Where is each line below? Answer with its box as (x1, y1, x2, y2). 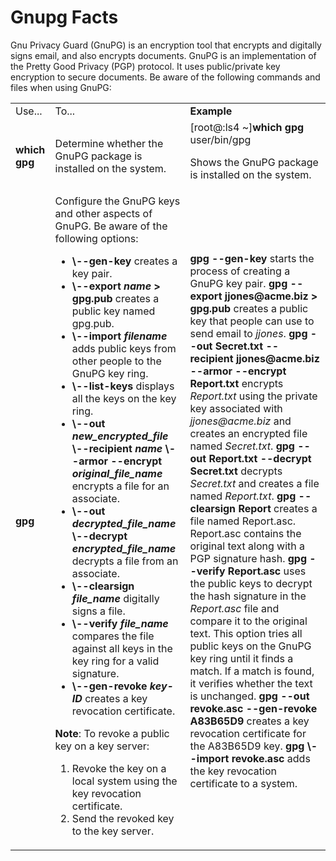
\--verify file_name (71, 616, 169, 630)
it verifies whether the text (189, 676, 313, 690)
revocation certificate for (189, 726, 307, 740)
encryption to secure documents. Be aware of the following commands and (10, 71, 321, 83)
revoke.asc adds (231, 751, 311, 765)
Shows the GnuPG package (189, 155, 319, 169)
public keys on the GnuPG (189, 639, 312, 653)
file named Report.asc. (189, 514, 297, 528)
